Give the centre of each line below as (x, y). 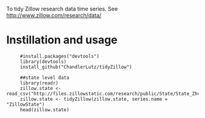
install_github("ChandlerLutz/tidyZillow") (76, 67)
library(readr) (39, 83)
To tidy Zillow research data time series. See (62, 9)
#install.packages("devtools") (59, 56)
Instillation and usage (62, 40)
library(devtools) (43, 61)
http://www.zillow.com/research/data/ (54, 15)
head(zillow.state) (45, 109)
